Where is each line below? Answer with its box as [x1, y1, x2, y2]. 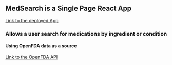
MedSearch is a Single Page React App [5, 4, 132, 13]
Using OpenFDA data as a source [5, 43, 77, 49]
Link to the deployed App [5, 17, 59, 23]
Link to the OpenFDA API [5, 54, 58, 60]
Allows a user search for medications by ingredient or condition [5, 30, 167, 37]
